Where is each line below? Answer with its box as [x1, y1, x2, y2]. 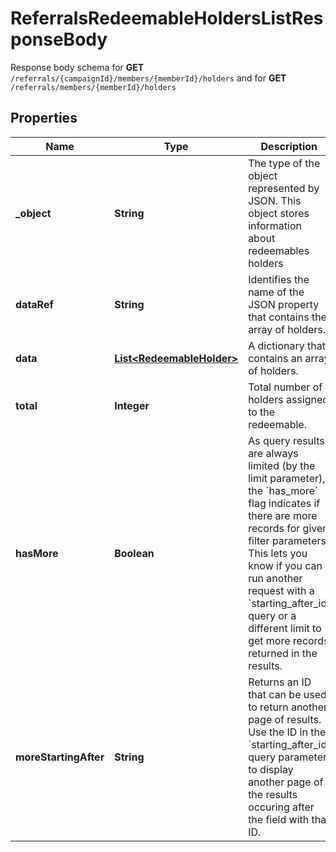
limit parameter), [248, 471, 326, 485]
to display [248, 762, 294, 776]
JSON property [248, 297, 320, 311]
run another [248, 571, 303, 585]
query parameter [248, 750, 327, 764]
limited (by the [248, 458, 316, 472]
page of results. [248, 712, 322, 726]
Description [260, 139, 318, 153]
